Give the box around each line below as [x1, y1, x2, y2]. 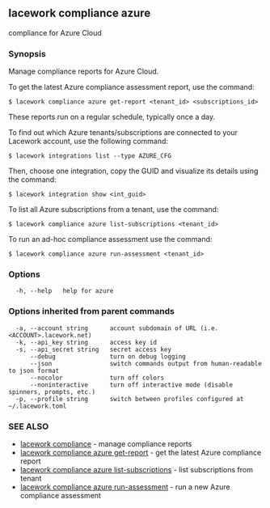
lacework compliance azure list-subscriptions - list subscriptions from [19, 465, 253, 474]
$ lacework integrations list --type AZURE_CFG [8, 152, 172, 160]
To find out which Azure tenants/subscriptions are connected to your [8, 128, 238, 138]
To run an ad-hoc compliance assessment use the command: [8, 235, 213, 244]
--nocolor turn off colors [29, 374, 164, 382]
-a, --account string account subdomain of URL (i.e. [15, 324, 219, 332]
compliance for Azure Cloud [8, 28, 103, 37]
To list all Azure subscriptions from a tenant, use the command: [8, 205, 219, 214]
